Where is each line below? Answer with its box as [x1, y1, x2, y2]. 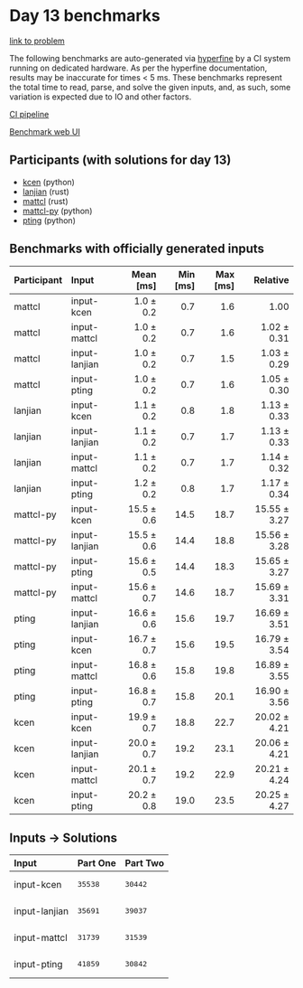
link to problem [9, 35, 65, 46]
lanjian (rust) [22, 186, 69, 197]
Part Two [124, 857, 165, 870]
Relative [253, 273, 289, 286]
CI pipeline [9, 108, 50, 119]
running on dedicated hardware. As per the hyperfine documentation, [9, 62, 268, 73]
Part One [77, 857, 116, 870]
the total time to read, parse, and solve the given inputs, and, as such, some [9, 81, 291, 92]
